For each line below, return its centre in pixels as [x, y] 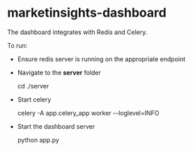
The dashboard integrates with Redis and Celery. [77, 32]
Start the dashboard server [56, 126]
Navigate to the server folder [59, 72]
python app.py [38, 140]
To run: [17, 45]
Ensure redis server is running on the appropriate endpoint [101, 59]
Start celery [34, 100]
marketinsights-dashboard [87, 13]
